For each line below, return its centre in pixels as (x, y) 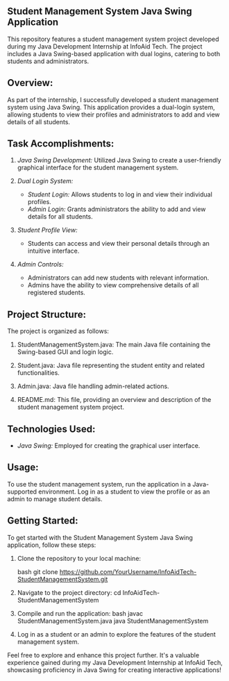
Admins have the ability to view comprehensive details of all (113, 285)
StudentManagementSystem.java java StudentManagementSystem (113, 621)
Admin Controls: (40, 264)
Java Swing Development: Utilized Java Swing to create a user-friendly (119, 160)
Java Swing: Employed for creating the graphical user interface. (109, 446)
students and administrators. (48, 61)
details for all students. (60, 217)
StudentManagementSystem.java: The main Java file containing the (114, 345)
